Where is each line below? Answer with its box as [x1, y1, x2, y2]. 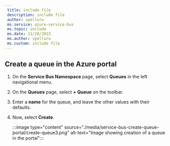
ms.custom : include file [7, 41, 60, 46]
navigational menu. [12, 79, 53, 85]
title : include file [7, 7, 51, 13]
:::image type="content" [12, 124, 63, 130]
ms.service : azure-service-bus [7, 22, 74, 27]
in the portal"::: [12, 135, 44, 141]
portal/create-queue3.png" [12, 129, 70, 136]
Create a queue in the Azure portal [5, 60, 117, 69]
